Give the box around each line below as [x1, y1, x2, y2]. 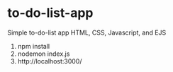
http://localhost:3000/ [17, 56, 82, 65]
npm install [17, 42, 50, 50]
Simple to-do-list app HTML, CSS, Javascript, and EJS [7, 28, 167, 37]
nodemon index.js [17, 49, 70, 58]
